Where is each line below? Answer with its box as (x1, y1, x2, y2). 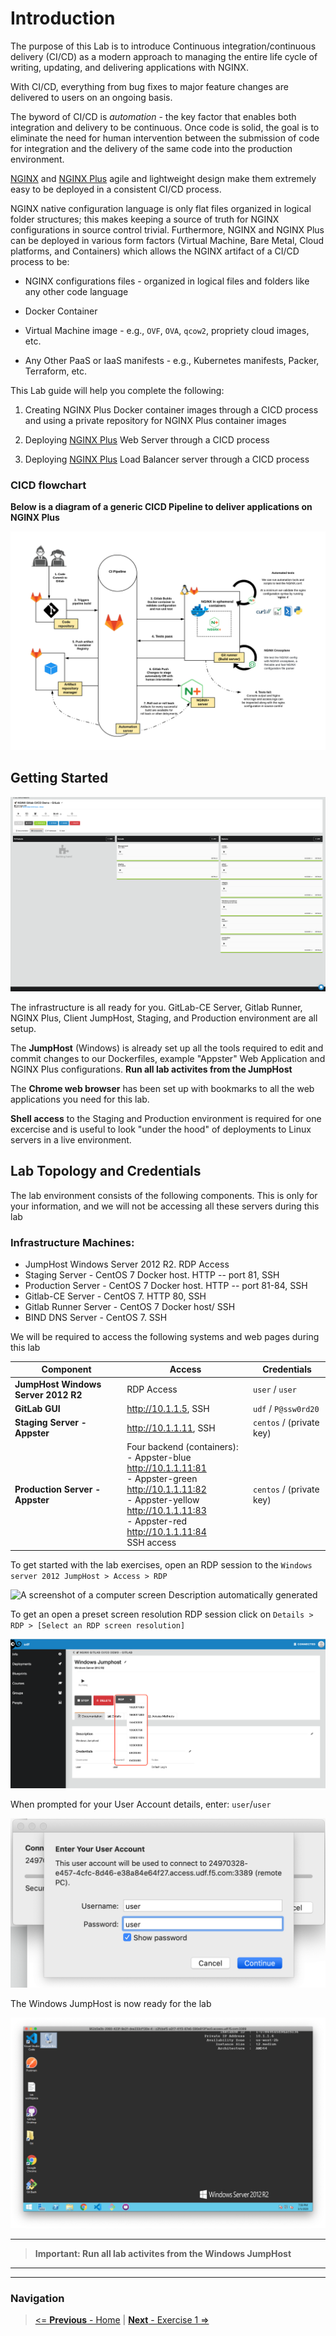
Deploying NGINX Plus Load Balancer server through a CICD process (24, 453, 310, 465)
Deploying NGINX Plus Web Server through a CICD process (24, 433, 270, 446)
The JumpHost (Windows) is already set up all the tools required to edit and (10, 1042, 324, 1054)
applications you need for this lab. (10, 1093, 150, 1105)
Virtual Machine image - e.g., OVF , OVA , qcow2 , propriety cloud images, (24, 324, 310, 336)
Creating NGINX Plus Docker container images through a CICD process (24, 403, 319, 416)
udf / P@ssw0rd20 (253, 1402, 320, 1414)
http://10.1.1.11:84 (126, 1526, 207, 1538)
